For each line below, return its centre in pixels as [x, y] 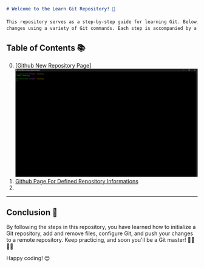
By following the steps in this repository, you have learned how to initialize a [101, 227]
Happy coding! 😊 [28, 258]
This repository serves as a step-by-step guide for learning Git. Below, [103, 22]
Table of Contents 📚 [46, 48]
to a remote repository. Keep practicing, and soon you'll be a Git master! [96, 240]
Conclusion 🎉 [32, 212]
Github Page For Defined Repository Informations [76, 181]
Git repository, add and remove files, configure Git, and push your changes [100, 233]
